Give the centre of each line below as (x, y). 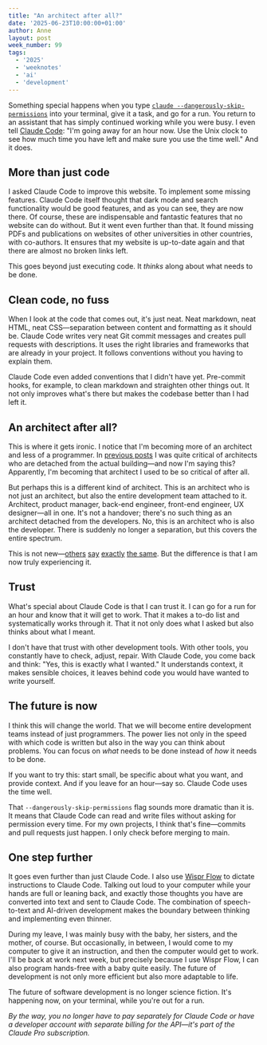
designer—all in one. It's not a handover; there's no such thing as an (120, 513)
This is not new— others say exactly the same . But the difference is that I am (133, 553)
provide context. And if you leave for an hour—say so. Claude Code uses (128, 783)
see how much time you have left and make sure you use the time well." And (133, 139)
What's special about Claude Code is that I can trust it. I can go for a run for (132, 606)
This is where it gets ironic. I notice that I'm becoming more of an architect (130, 446)
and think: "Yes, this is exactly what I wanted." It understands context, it (126, 664)
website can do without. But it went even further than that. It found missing (131, 226)
